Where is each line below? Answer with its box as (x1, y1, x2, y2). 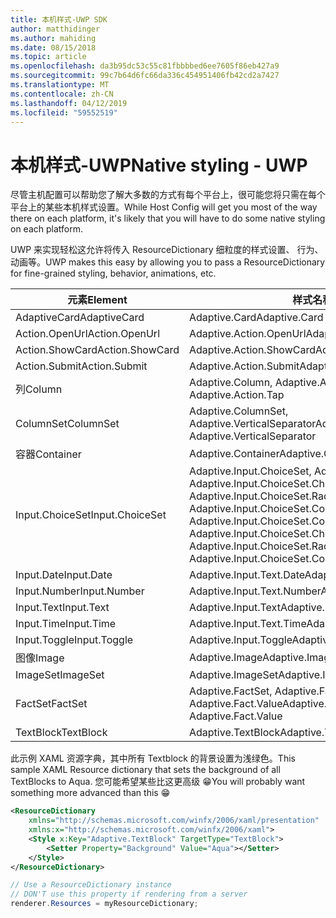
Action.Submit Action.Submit (15, 359, 148, 373)
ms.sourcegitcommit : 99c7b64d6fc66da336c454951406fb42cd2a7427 (10, 71, 280, 81)
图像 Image (15, 651, 65, 665)
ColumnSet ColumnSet (15, 417, 120, 431)
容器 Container (15, 447, 82, 461)
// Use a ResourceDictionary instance (10, 880, 172, 890)
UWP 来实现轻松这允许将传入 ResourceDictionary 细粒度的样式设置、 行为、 (10, 244, 324, 256)
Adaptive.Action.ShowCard (188, 343, 316, 357)
